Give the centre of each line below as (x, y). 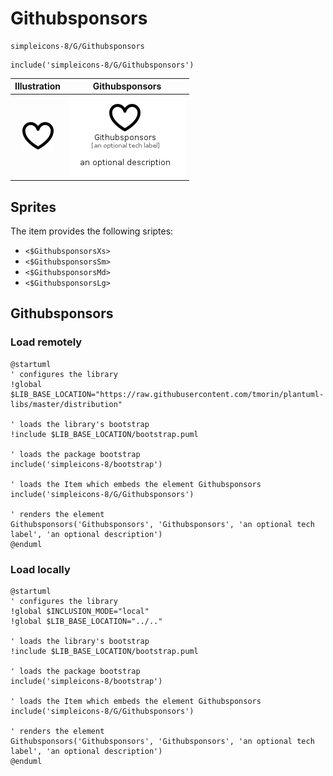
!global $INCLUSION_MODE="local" (80, 611)
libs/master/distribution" (66, 404)
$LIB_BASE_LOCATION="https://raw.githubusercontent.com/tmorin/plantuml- (167, 394)
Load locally (40, 569)
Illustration (38, 86)
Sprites (33, 207)
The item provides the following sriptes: (92, 231)
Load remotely (46, 342)
